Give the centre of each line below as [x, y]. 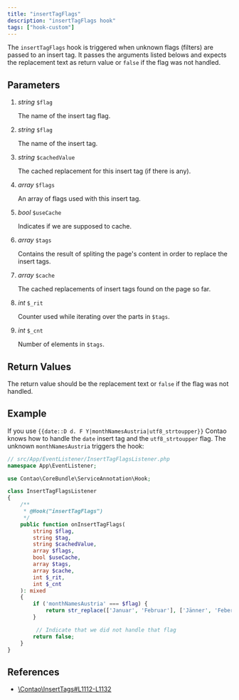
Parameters [34, 85]
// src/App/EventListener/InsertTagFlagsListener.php [89, 459]
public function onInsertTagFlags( [73, 524]
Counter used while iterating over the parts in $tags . [94, 317]
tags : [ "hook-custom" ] [41, 27]
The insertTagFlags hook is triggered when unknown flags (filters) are [110, 48]
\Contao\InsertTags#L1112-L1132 [64, 689]
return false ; [54, 637]
